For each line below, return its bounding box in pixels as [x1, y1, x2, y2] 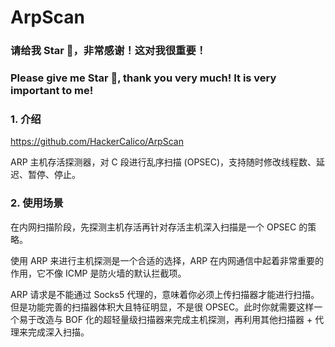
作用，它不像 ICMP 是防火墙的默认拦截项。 [10, 267, 187, 279]
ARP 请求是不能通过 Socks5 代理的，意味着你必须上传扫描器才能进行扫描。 [10, 288, 320, 300]
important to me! [10, 84, 94, 98]
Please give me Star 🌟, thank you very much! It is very [10, 71, 277, 85]
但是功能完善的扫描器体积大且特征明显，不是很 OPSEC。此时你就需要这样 [10, 301, 315, 313]
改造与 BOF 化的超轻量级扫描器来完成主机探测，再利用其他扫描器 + [36, 313, 313, 325]
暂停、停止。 [27, 169, 81, 181]
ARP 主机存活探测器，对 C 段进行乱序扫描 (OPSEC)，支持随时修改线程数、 [10, 156, 317, 168]
